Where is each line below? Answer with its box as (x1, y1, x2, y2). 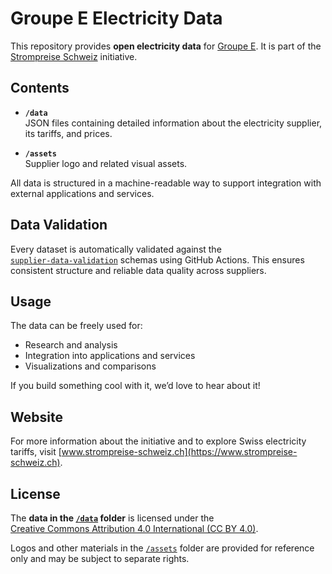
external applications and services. (10, 187, 155, 199)
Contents (10, 80, 70, 97)
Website (10, 408, 63, 426)
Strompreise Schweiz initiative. (10, 50, 138, 62)
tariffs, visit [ (10, 446, 62, 458)
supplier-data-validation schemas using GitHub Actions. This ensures (10, 253, 305, 266)
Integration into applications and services (24, 350, 196, 362)
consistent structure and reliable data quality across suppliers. (10, 264, 267, 276)
